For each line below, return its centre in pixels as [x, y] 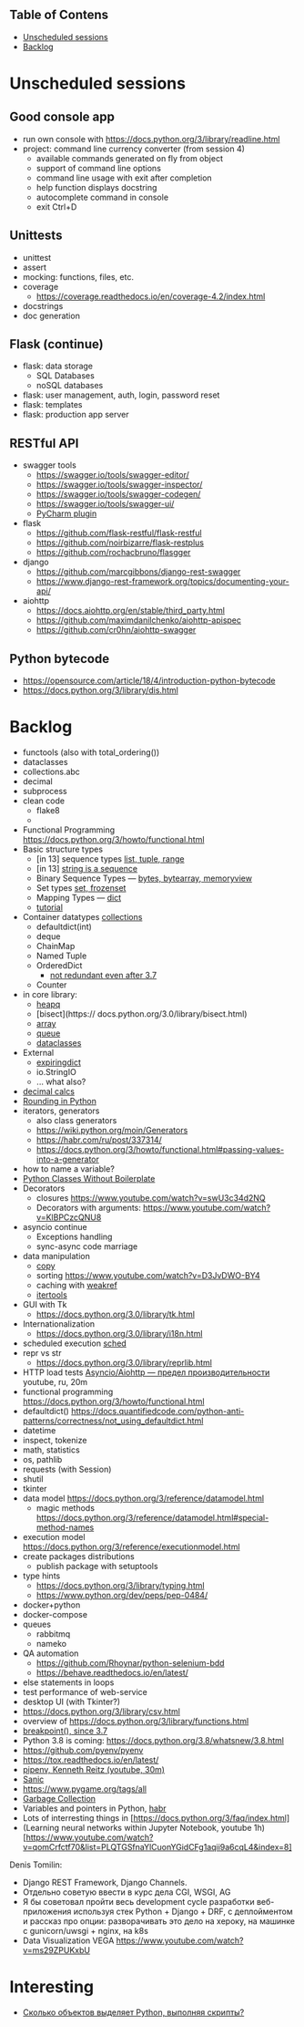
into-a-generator [68, 1159]
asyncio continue [55, 1227]
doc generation [51, 315]
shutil [33, 1479]
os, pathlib [42, 1459]
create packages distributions [78, 1556]
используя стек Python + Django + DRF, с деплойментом [183, 1911]
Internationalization [59, 1324]
